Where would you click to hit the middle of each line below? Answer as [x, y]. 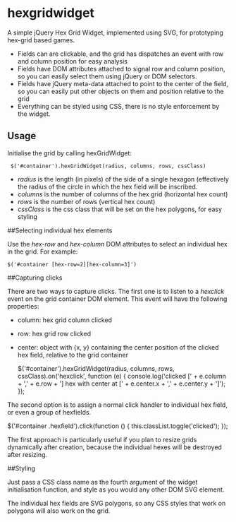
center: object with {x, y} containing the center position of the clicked [118, 347]
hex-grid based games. [41, 40]
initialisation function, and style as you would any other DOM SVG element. [116, 490]
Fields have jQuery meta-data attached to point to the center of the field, [123, 83]
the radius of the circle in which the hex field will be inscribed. [107, 186]
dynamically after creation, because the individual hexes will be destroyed [114, 447]
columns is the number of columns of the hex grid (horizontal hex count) [123, 194]
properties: [23, 306]
